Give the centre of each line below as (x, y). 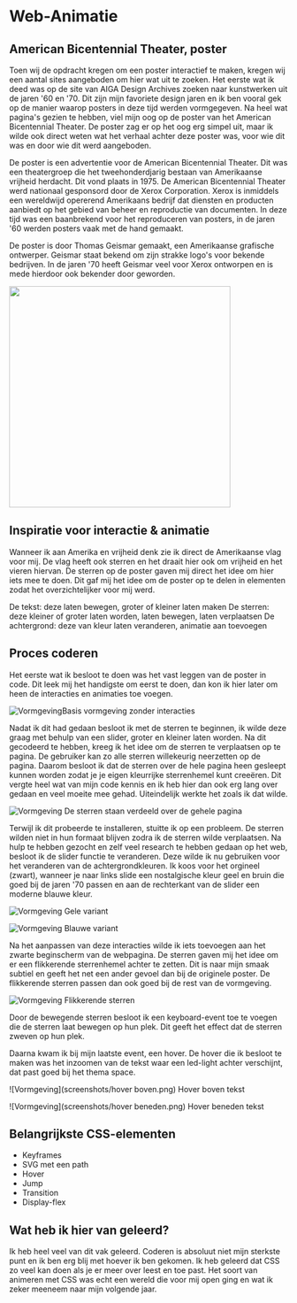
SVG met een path (55, 1165)
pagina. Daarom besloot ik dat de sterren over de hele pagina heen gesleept (148, 765)
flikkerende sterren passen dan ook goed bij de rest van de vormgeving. (141, 983)
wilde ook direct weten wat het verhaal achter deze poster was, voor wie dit (147, 136)
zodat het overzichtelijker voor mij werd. (82, 590)
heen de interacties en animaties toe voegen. (91, 693)
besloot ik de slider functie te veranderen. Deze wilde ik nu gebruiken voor (145, 856)
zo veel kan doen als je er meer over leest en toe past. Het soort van (133, 1270)
